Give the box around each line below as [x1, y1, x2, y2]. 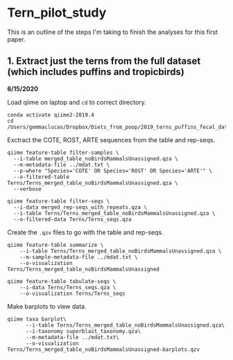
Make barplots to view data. [7, 302, 87, 310]
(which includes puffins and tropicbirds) [7, 66, 185, 78]
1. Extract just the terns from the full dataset [7, 55, 201, 67]
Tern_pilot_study [7, 5, 107, 21]
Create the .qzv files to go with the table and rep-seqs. [7, 228, 164, 237]
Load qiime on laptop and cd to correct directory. [7, 98, 147, 106]
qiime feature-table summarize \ [7, 241, 104, 248]
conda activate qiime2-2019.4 [7, 111, 95, 119]
